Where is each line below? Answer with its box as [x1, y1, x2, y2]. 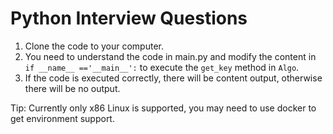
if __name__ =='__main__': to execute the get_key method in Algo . [24, 61, 300, 73]
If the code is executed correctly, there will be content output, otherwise [24, 72, 323, 84]
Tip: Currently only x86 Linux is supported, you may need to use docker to [10, 102, 317, 114]
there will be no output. [24, 82, 121, 94]
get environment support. [10, 112, 115, 124]
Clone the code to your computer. [24, 40, 164, 52]
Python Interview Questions [10, 7, 248, 30]
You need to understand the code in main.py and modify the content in [24, 50, 317, 62]
